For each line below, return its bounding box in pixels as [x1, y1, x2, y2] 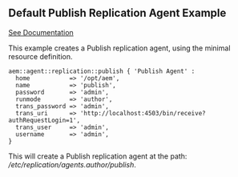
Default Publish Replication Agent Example [8, 6, 227, 20]
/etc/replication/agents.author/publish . [8, 159, 136, 169]
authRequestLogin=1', [8, 116, 81, 124]
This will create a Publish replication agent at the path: [8, 151, 188, 161]
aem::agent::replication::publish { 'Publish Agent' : [8, 67, 196, 75]
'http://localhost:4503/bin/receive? [79, 109, 206, 117]
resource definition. [8, 51, 74, 61]
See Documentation [8, 27, 74, 37]
